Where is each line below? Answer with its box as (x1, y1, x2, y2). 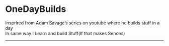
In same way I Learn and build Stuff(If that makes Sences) (5, 30, 125, 36)
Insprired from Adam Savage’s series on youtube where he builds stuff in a (5, 20, 160, 26)
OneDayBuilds (5, 3, 66, 15)
